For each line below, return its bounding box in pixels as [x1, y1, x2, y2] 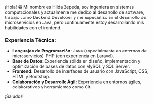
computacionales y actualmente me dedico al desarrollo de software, [5, 9, 144, 15]
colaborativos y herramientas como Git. [12, 84, 92, 90]
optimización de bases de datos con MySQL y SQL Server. [12, 63, 131, 69]
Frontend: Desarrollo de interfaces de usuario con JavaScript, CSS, [12, 69, 149, 74]
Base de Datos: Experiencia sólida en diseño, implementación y [12, 58, 141, 64]
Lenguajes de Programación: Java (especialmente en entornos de [12, 48, 147, 54]
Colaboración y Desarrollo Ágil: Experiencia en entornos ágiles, [12, 79, 142, 85]
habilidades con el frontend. [5, 25, 62, 31]
